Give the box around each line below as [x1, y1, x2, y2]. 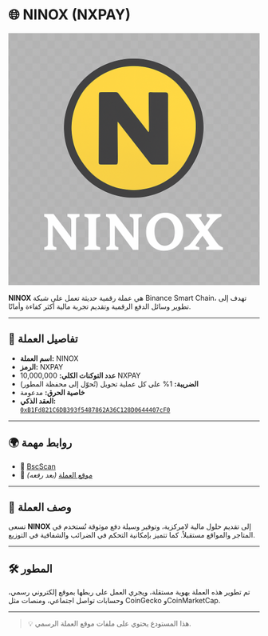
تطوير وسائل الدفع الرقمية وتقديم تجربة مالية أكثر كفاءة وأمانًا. [8, 302, 191, 311]
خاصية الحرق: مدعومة [19, 387, 85, 397]
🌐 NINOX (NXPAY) [8, 6, 132, 24]
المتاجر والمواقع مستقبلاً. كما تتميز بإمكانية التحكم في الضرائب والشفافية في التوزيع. [8, 530, 255, 540]
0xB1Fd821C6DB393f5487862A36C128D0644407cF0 [19, 406, 171, 414]
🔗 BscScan [19, 462, 56, 471]
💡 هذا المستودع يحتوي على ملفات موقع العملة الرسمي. [27, 618, 191, 629]
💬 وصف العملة [8, 500, 72, 514]
